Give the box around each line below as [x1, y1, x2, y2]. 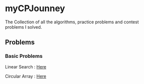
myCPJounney [5, 3, 65, 14]
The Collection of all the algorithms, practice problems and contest [5, 19, 139, 25]
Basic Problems [5, 53, 43, 60]
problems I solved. [5, 24, 42, 30]
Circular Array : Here [5, 73, 47, 79]
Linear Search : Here [5, 64, 47, 69]
